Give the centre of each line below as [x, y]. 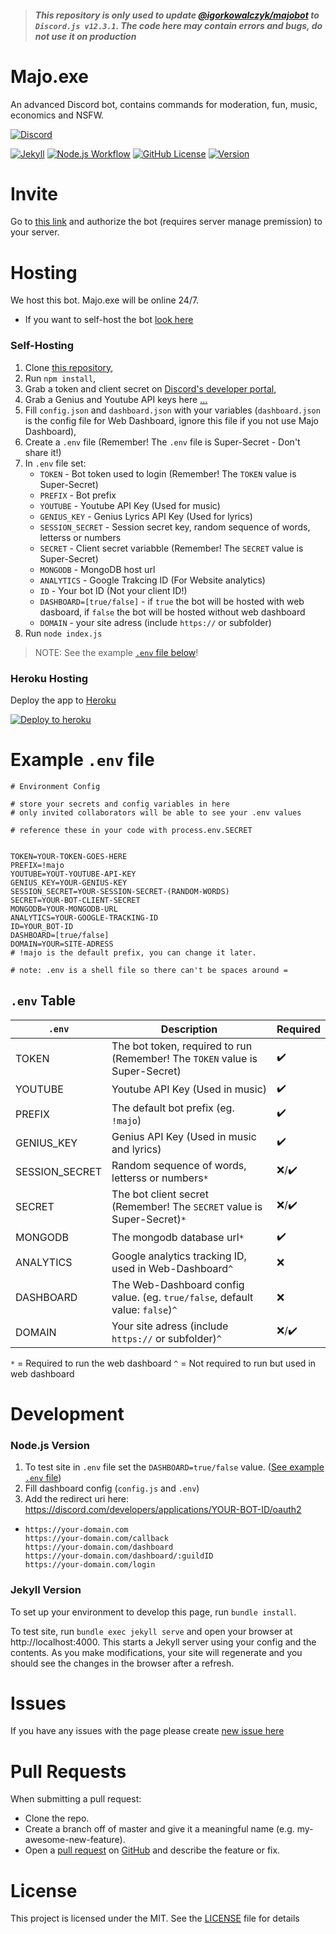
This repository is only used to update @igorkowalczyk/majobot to [177, 15]
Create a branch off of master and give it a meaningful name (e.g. [159, 1829]
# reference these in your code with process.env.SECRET [131, 830]
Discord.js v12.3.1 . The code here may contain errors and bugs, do [178, 25]
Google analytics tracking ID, [179, 1256]
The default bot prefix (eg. [173, 1108]
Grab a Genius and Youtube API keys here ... [116, 399]
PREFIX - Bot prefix [78, 495]
